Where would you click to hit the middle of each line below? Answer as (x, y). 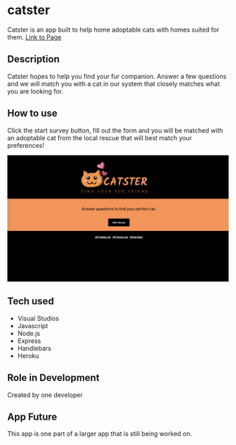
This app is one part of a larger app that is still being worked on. (100, 434)
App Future (32, 417)
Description (33, 59)
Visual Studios (38, 318)
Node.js (29, 333)
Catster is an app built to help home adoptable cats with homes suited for (113, 30)
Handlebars (34, 348)
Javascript (33, 325)
